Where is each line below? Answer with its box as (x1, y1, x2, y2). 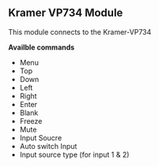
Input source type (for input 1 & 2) (19, 150, 130, 159)
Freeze (19, 116, 43, 125)
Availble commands (8, 43, 75, 52)
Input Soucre (19, 133, 62, 143)
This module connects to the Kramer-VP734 (8, 27, 152, 36)
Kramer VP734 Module (8, 6, 123, 20)
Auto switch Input (19, 141, 78, 150)
